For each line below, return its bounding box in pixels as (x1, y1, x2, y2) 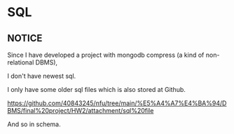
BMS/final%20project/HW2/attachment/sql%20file (7, 107, 154, 114)
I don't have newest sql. (7, 72, 76, 80)
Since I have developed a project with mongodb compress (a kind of (7, 51, 205, 59)
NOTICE (7, 32, 43, 44)
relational (7, 58, 34, 67)
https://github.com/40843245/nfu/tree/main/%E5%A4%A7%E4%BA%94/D (7, 99, 227, 107)
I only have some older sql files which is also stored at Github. (7, 86, 186, 93)
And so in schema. (7, 120, 61, 128)
